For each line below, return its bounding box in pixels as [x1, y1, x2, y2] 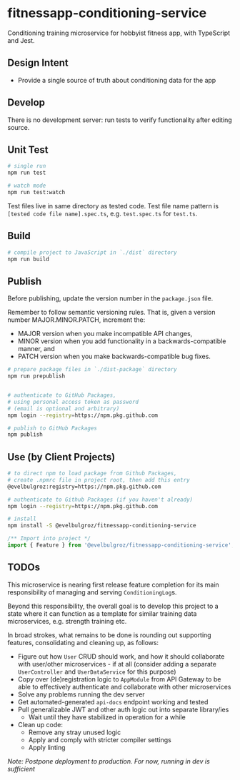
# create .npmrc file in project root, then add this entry [7, 476, 191, 483]
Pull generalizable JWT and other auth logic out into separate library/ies [17, 705, 229, 714]
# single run [7, 163, 46, 170]
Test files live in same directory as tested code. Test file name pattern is [7, 201, 219, 210]
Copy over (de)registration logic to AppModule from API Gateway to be [17, 674, 221, 683]
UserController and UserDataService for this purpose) [17, 667, 176, 676]
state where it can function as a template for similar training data [7, 609, 197, 618]
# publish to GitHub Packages [7, 425, 98, 432]
